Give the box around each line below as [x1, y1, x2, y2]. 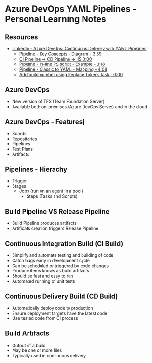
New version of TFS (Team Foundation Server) [12, 98, 105, 104]
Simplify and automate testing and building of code [12, 253, 114, 258]
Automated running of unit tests [12, 278, 75, 284]
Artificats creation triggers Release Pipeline [12, 225, 98, 231]
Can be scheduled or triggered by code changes [12, 263, 109, 268]
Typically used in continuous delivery [12, 352, 86, 358]
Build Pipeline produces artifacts [12, 221, 77, 226]
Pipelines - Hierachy [5, 165, 68, 174]
